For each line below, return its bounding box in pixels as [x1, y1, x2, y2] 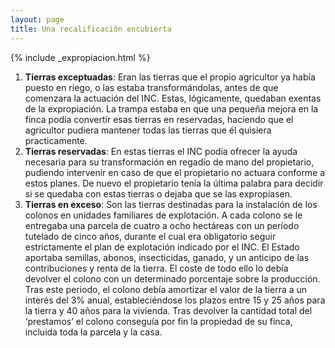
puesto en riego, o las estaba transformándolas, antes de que [24, 81, 279, 93]
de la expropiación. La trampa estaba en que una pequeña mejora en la [24, 102, 319, 115]
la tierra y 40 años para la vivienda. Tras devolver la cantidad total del [24, 304, 313, 316]
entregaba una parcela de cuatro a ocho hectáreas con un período [24, 219, 300, 231]
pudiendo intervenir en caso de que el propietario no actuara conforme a [24, 166, 326, 178]
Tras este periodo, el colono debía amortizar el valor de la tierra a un [24, 283, 308, 295]
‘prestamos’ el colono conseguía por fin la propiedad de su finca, [24, 315, 293, 327]
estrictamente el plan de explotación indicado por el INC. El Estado [24, 241, 300, 253]
